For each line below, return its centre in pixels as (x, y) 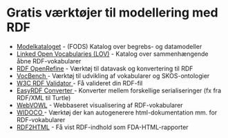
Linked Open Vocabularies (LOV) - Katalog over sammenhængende (112, 54)
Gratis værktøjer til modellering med (112, 13)
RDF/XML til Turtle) (44, 97)
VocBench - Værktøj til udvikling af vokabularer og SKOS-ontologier (113, 76)
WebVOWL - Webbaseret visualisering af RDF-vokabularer (100, 105)
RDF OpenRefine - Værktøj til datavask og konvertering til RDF (105, 68)
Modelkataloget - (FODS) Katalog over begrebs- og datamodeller (109, 46)
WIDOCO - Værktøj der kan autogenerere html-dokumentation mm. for (117, 112)
